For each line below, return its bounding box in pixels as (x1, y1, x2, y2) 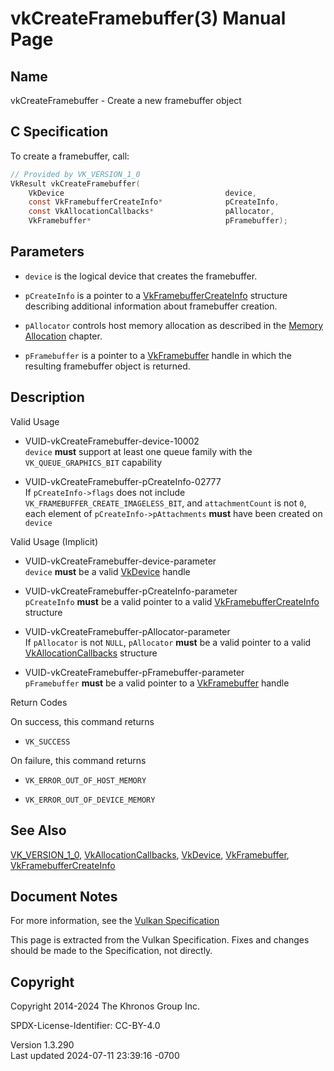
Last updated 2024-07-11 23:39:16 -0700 (10, 1050, 180, 1062)
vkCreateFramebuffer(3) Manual (10, 7, 287, 30)
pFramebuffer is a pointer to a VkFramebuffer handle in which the (24, 349, 293, 361)
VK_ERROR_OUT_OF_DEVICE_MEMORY (24, 795, 156, 805)
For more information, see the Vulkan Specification (10, 915, 220, 927)
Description (10, 389, 85, 406)
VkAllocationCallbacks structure (24, 647, 158, 659)
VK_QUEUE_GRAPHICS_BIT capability (24, 456, 163, 468)
